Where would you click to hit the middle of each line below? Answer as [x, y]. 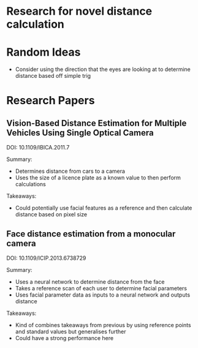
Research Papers [51, 101]
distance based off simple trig [53, 76]
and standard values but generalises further [70, 331]
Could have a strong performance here [64, 338]
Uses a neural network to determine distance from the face [90, 282]
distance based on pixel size [51, 214]
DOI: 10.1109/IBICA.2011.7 [38, 148]
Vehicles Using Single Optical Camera [80, 133]
